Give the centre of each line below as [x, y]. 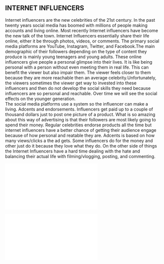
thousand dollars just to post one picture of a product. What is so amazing [80, 114]
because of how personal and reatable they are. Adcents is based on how [80, 135]
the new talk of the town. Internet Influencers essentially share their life [77, 36]
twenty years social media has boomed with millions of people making [76, 25]
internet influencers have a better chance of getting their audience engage [81, 130]
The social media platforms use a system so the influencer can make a [77, 104]
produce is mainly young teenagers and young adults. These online [73, 57]
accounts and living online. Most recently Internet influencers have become [82, 30]
